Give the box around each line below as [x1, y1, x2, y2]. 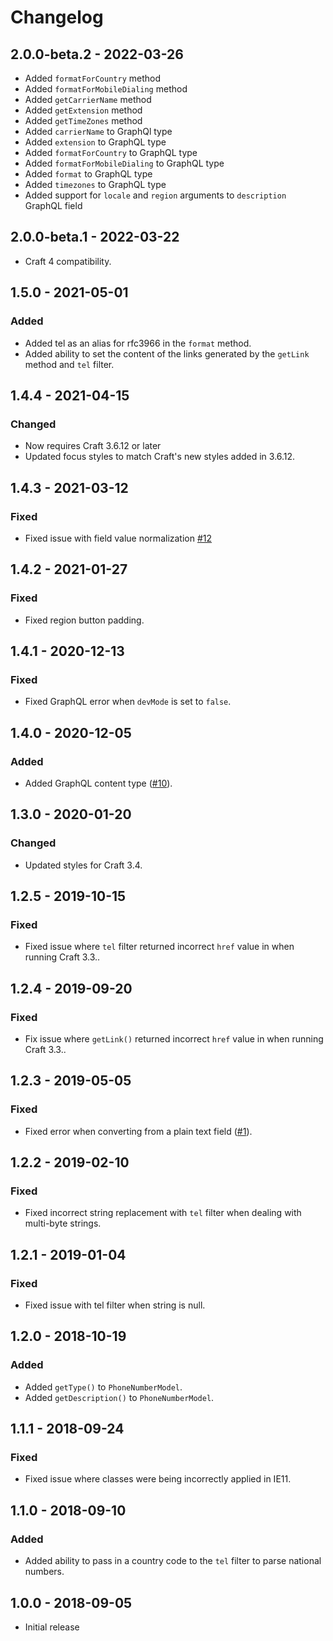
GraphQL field [24, 200, 83, 211]
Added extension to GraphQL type [24, 136, 167, 148]
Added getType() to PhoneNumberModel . [24, 1381, 183, 1393]
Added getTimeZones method [24, 115, 143, 126]
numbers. [24, 1566, 65, 1578]
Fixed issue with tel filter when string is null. [24, 1299, 206, 1311]
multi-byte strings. [24, 1217, 102, 1230]
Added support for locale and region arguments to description [24, 189, 287, 201]
